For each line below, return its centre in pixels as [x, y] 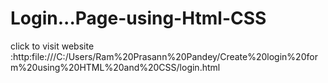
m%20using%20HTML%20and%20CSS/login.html [115, 67]
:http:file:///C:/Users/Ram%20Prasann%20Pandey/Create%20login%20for [164, 56]
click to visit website [52, 46]
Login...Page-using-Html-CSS [138, 18]
